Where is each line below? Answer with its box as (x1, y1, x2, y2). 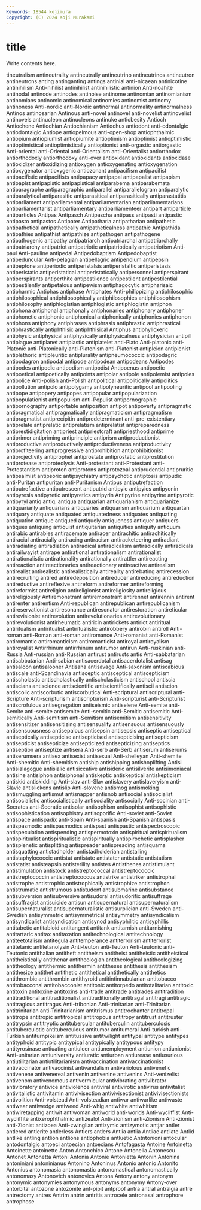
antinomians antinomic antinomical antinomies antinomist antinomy (6, 97, 172, 104)
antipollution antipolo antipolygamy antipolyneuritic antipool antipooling (6, 383, 182, 391)
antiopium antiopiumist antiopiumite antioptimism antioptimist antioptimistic (6, 135, 192, 143)
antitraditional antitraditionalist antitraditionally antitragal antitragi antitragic (6, 994, 191, 1002)
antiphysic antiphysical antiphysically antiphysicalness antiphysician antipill (6, 332, 192, 340)
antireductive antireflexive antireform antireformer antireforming (6, 580, 164, 588)
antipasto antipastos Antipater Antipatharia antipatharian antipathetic (6, 218, 176, 225)
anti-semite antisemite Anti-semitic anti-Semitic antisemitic (25, 708, 170, 715)
